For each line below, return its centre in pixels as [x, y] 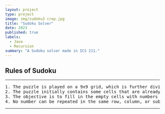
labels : [13, 37]
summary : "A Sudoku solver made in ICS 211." [52, 51]
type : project [20, 14]
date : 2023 [16, 28]
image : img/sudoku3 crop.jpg [35, 19]
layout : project [22, 10]
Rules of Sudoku [31, 71]
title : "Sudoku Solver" [29, 23]
